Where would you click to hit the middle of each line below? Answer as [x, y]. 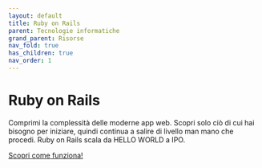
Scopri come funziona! [46, 155]
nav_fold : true [34, 46]
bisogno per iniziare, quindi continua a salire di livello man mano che [121, 131]
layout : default [35, 16]
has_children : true [41, 53]
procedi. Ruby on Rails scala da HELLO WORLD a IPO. [97, 139]
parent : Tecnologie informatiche [64, 31]
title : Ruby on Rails [44, 23]
